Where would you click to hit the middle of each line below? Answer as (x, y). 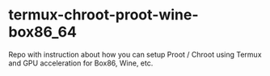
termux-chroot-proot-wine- (104, 15)
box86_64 (42, 32)
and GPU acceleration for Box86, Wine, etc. (81, 63)
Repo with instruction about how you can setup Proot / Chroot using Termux (135, 54)
